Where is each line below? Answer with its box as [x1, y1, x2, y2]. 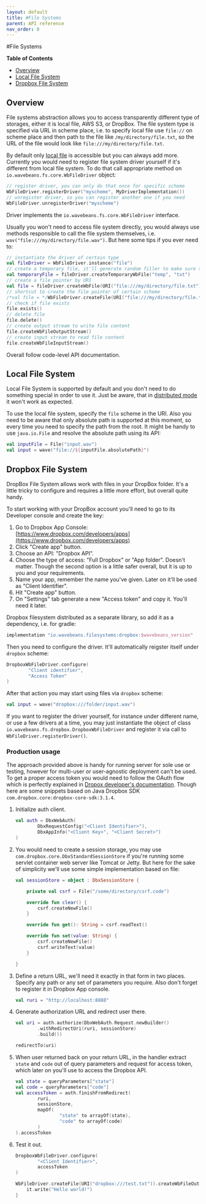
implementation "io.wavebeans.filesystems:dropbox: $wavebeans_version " [6, 632, 193, 638]
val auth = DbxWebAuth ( [15, 818, 77, 824]
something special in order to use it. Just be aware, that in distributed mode [6, 392, 197, 399]
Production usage [6, 747, 61, 756]
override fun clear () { [26, 899, 88, 905]
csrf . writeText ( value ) [37, 944, 96, 950]
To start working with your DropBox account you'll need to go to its [6, 505, 176, 512]
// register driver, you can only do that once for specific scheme [6, 183, 185, 189]
